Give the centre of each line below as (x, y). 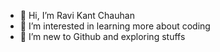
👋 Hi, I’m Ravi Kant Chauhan (77, 15)
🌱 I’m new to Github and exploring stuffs (102, 36)
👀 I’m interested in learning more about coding (115, 26)
